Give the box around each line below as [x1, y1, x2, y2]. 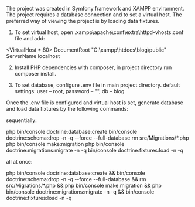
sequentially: [6, 117, 37, 124]
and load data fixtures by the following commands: [6, 106, 129, 112]
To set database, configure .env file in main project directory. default [14, 82, 180, 89]
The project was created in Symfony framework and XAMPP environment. [6, 5, 184, 12]
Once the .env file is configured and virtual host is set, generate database [6, 99, 183, 106]
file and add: [14, 35, 45, 42]
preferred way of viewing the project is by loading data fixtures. [6, 18, 160, 24]
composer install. [14, 70, 57, 77]
